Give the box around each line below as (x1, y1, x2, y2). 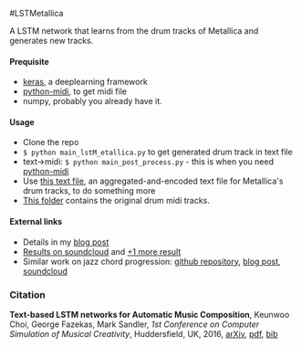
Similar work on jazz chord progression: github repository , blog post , (22, 256, 281, 267)
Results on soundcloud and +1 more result (22, 246, 182, 257)
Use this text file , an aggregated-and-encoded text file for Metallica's (22, 175, 284, 186)
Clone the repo (22, 137, 79, 148)
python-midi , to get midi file (22, 86, 128, 97)
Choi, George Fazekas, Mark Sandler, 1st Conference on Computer (9, 319, 260, 330)
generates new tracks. (9, 36, 94, 46)
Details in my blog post (22, 237, 109, 248)
